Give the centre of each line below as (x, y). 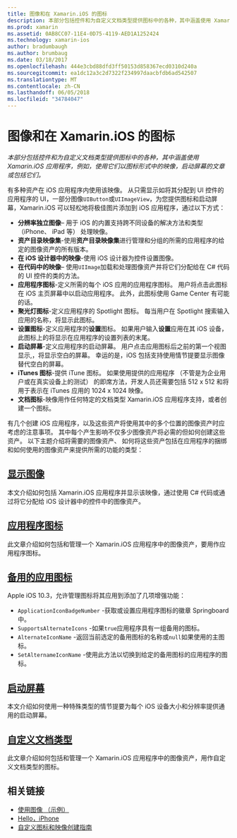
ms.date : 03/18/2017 (38, 60)
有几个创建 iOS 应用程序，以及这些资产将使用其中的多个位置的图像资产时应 (116, 423)
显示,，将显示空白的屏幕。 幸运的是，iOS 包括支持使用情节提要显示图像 (121, 355)
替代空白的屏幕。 (42, 364)
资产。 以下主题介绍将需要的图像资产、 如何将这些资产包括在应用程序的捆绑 (117, 441)
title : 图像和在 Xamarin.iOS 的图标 (57, 14)
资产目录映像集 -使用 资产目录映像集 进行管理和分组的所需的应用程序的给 (121, 240)
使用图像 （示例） (43, 809)
